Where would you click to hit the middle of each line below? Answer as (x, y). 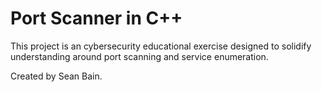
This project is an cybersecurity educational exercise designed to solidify (161, 46)
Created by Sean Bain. (56, 76)
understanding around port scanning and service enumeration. (139, 56)
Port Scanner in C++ (96, 18)
